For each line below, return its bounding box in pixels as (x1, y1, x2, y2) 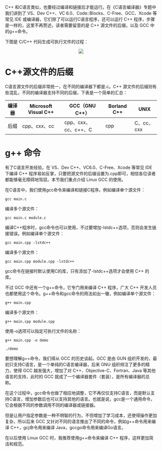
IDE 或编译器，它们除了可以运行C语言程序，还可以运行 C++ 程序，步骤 (14, 16, 155, 22)
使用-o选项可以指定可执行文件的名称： (5, 328, 81, 334)
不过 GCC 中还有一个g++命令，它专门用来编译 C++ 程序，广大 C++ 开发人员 (5, 284, 157, 290)
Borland (108, 102, 127, 109)
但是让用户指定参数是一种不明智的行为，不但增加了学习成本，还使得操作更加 (5, 412, 157, 418)
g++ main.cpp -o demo (5, 338, 49, 343)
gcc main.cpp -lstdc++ (5, 240, 51, 245)
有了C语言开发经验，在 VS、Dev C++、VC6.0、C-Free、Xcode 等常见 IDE (5, 164, 152, 170)
